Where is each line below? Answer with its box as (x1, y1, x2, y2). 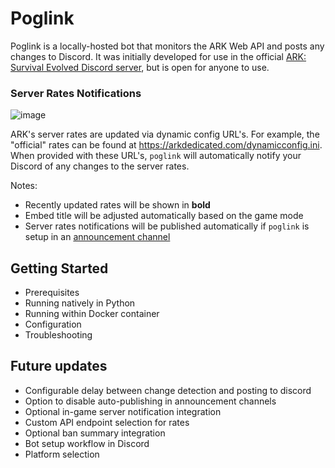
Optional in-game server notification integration (24, 405, 222, 417)
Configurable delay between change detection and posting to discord (24, 384, 312, 396)
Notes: (10, 180, 38, 192)
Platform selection (24, 448, 100, 460)
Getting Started (10, 260, 109, 277)
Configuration (24, 318, 82, 331)
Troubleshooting (24, 329, 93, 341)
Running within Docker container (24, 308, 160, 320)
